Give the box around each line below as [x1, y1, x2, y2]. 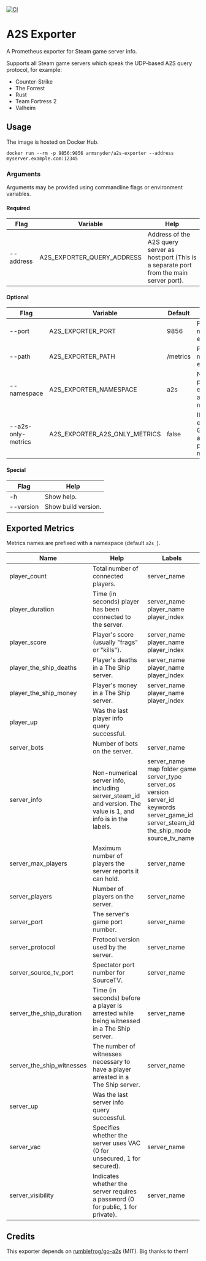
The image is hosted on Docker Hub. [6, 138, 99, 146]
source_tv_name [147, 834, 194, 843]
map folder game [147, 765, 197, 774]
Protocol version [93, 935, 140, 944]
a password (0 [93, 1195, 135, 1204]
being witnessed [93, 1017, 140, 1026]
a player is [93, 1002, 123, 1010]
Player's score [93, 630, 134, 639]
